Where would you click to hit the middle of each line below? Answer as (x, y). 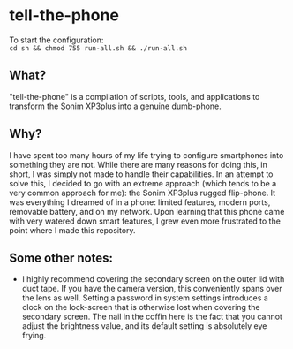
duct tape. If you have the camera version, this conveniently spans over (152, 289)
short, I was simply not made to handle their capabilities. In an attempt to (141, 174)
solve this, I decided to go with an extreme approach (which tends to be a (143, 183)
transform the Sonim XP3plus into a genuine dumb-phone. (116, 106)
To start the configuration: (56, 40)
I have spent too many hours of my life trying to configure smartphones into (146, 155)
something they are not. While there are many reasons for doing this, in (138, 164)
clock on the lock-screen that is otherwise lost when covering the (141, 307)
